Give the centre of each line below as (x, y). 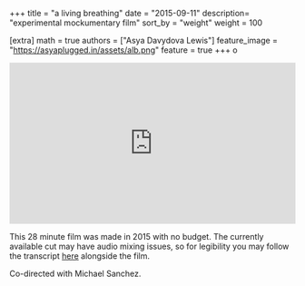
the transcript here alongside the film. (79, 256)
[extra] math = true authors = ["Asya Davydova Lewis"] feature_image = (144, 40)
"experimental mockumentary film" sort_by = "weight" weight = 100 (136, 23)
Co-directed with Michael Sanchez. (75, 273)
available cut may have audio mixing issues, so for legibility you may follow (149, 246)
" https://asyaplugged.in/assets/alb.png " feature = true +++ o (123, 50)
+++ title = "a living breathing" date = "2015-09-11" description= (130, 13)
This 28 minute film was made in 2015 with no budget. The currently (137, 236)
